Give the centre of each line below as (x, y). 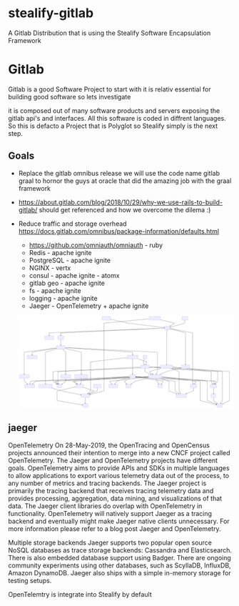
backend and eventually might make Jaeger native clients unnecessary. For (119, 521)
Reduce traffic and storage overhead (72, 224)
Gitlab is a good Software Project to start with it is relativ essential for (110, 89)
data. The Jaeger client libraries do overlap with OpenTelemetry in (105, 506)
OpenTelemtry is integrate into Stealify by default (80, 594)
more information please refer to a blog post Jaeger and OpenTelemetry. (115, 528)
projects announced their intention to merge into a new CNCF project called (119, 452)
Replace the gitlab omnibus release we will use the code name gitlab (119, 173)
